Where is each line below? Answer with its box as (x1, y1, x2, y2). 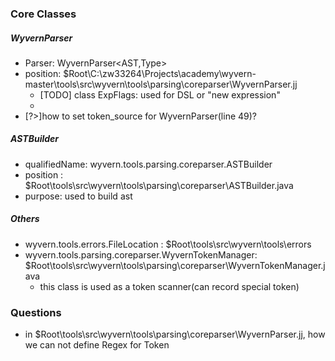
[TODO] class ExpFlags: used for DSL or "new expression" (39, 88, 281, 101)
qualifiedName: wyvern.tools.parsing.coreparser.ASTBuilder (24, 158, 273, 170)
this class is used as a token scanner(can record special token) (39, 280, 300, 292)
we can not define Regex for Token (24, 339, 170, 351)
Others (10, 213, 40, 225)
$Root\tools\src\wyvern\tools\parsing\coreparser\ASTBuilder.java (24, 179, 294, 191)
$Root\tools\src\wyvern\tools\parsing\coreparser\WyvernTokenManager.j (24, 259, 326, 271)
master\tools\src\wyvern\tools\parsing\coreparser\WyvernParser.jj (24, 78, 298, 90)
